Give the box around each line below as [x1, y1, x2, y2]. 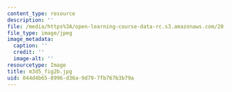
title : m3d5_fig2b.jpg [7, 68, 72, 75]
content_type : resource [7, 10, 76, 17]
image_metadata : [7, 36, 54, 43]
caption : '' [13, 42, 48, 49]
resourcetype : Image [7, 62, 67, 68]
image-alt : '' [13, 55, 54, 62]
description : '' [7, 17, 54, 24]
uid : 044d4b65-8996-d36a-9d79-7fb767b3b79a [7, 74, 135, 82]
